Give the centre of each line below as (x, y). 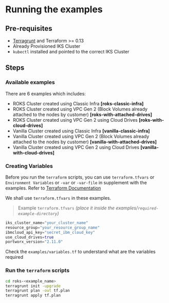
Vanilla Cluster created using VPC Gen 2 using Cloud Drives (76, 147)
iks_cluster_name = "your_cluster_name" (47, 223)
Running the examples (54, 10)
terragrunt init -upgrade (33, 286)
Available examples (30, 82)
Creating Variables (29, 166)
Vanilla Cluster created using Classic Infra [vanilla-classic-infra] (81, 131)
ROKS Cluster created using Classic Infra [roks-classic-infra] (78, 103)
